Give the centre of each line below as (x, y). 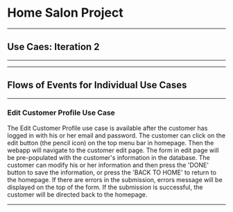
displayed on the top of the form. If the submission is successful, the (105, 187)
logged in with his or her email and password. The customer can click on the (116, 135)
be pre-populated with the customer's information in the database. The (109, 157)
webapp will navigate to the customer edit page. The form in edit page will (113, 150)
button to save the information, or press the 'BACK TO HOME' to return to (112, 172)
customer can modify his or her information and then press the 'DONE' (108, 165)
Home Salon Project (65, 13)
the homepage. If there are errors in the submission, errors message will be (115, 179)
